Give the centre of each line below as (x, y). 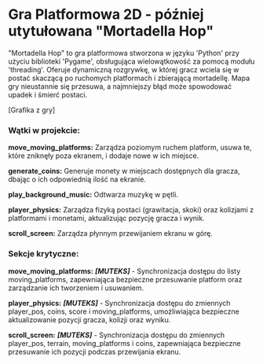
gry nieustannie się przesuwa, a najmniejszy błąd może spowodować (120, 86)
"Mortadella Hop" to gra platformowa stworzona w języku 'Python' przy (124, 53)
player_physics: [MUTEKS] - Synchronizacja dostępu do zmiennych (119, 303)
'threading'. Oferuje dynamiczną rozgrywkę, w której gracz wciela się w (124, 69)
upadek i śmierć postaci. (48, 94)
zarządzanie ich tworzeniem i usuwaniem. (76, 288)
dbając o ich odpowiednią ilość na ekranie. (77, 179)
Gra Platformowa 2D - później (106, 15)
